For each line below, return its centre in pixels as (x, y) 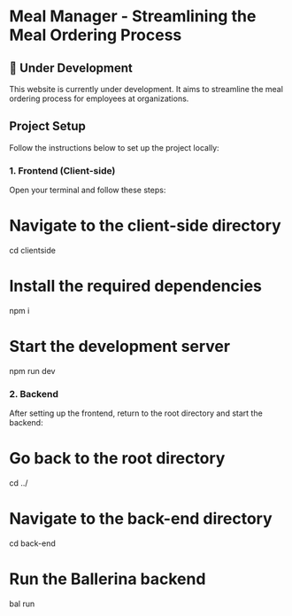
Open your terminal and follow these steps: (88, 190)
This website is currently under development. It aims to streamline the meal (146, 89)
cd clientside (32, 251)
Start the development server (120, 347)
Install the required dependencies (136, 286)
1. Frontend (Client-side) (62, 170)
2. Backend (34, 394)
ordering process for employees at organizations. (99, 98)
